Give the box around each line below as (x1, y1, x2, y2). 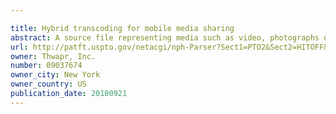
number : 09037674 (10, 61, 83, 71)
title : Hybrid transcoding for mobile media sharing (10, 23, 235, 33)
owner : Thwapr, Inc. (10, 51, 97, 61)
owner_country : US (10, 79, 87, 90)
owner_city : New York (10, 70, 101, 80)
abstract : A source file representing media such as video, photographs (10, 32, 320, 43)
